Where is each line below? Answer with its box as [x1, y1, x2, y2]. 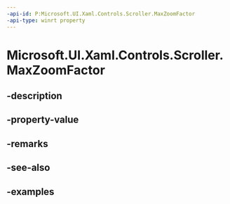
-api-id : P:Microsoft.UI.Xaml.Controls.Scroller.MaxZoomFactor [6, 10, 196, 18]
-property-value [6, 114, 79, 126]
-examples [6, 186, 55, 198]
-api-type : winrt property [6, 17, 86, 24]
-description [6, 90, 62, 102]
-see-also [6, 162, 50, 174]
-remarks [6, 138, 48, 150]
